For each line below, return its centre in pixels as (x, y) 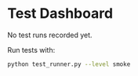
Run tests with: (31, 50)
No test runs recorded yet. (50, 35)
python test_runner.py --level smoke (69, 64)
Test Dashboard (60, 14)
